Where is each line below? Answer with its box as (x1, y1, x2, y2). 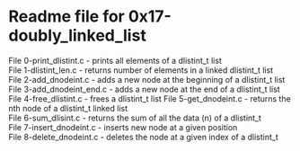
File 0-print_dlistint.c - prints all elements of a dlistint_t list (8, 55, 222, 66)
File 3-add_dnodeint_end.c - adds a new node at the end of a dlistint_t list (8, 84, 280, 94)
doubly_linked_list (8, 25, 147, 46)
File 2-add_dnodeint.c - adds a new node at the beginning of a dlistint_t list (8, 74, 286, 84)
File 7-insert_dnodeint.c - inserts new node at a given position (8, 121, 238, 132)
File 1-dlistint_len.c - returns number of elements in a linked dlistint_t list (8, 65, 274, 75)
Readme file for (8, 6, 125, 27)
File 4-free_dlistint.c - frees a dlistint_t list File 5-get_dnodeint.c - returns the (8, 93, 291, 104)
